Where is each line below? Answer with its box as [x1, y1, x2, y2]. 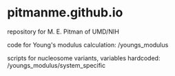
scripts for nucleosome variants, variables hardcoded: [7, 53, 161, 62]
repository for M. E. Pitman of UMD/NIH [7, 27, 119, 36]
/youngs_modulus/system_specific [7, 61, 106, 69]
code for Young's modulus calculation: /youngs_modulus [7, 40, 169, 49]
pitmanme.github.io [7, 5, 123, 21]
